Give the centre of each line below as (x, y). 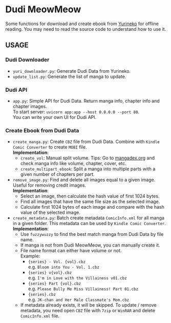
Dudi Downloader (27, 60)
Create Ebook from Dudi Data (42, 130)
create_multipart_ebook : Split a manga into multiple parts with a (88, 169)
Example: (30, 256)
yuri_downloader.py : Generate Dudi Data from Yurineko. (72, 71)
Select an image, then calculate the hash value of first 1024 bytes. (90, 196)
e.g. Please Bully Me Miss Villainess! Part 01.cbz (83, 289)
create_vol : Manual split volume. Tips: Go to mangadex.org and (88, 158)
